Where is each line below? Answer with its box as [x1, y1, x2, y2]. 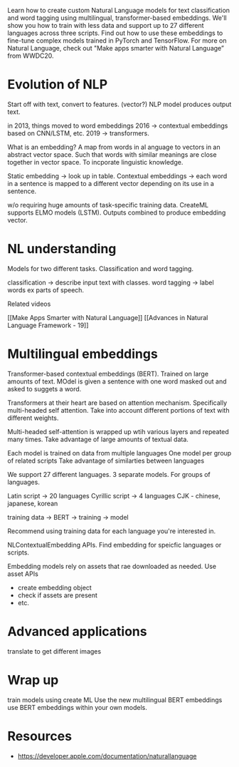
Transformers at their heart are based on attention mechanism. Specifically [7, 398, 228, 407]
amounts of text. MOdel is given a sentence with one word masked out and [7, 377, 227, 386]
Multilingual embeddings [7, 346, 158, 362]
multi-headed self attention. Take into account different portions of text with [7, 406, 230, 414]
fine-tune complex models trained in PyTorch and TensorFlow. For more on [7, 36, 227, 45]
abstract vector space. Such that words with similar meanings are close [7, 150, 217, 159]
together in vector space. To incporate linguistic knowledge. [7, 158, 184, 166]
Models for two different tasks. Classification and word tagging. [7, 264, 194, 273]
